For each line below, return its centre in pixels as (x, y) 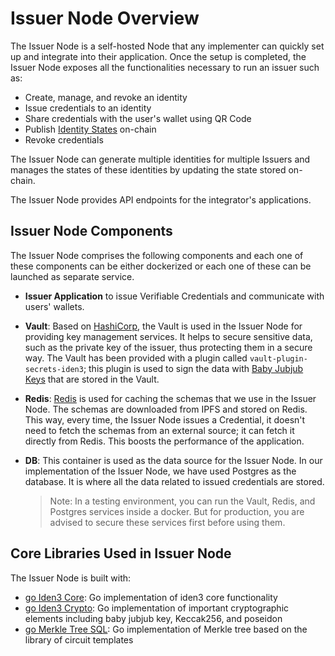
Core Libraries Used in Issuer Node (121, 553)
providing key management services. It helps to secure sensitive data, (168, 336)
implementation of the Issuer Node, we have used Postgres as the (160, 471)
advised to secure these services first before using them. (167, 522)
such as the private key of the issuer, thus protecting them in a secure (168, 347)
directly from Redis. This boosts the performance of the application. (164, 441)
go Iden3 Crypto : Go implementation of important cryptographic (157, 608)
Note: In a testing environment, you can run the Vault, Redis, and (182, 501)
